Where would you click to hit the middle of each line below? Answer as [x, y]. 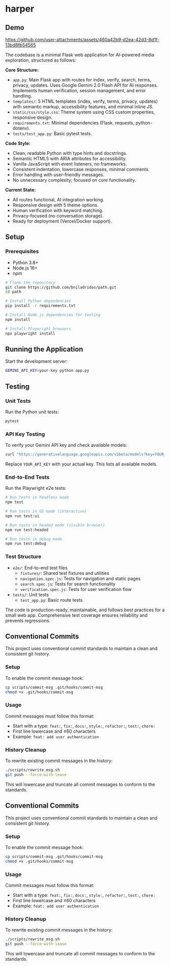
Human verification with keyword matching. [58, 210]
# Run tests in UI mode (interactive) [46, 512]
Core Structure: [22, 70]
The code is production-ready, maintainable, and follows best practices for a [85, 610]
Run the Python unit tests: [32, 412]
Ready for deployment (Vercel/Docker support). [62, 221]
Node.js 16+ [25, 268]
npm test [14, 502]
